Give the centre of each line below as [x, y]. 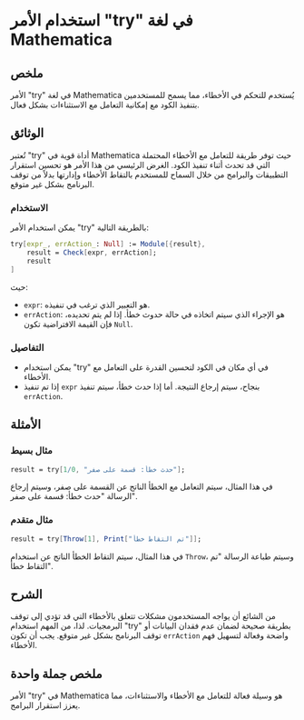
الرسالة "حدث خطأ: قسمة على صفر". [74, 496]
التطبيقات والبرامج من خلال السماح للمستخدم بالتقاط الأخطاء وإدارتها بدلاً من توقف [149, 175]
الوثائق [27, 133]
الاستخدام [29, 207]
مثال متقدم [32, 520]
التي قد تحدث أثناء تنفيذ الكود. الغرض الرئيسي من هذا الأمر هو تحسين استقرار [140, 165]
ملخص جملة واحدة [56, 674]
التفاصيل [27, 347]
